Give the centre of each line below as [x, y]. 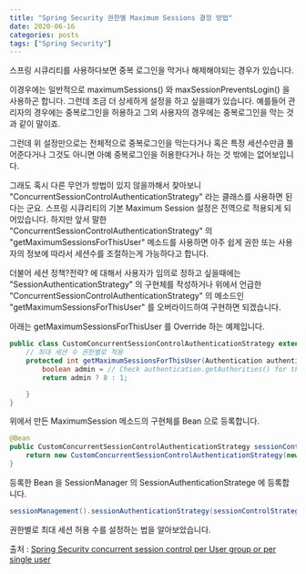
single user [31, 559]
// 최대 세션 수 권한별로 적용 [75, 353]
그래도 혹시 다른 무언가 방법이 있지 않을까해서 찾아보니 [106, 185]
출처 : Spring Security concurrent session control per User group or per [143, 548]
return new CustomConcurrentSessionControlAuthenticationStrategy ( [156, 456]
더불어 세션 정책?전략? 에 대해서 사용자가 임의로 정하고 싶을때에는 [125, 273]
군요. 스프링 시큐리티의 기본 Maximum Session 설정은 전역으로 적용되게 [154, 208]
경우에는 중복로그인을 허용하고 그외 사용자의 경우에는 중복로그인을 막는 [159, 113]
